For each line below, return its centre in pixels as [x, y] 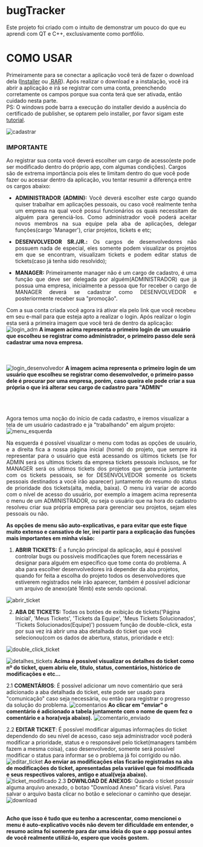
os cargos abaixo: [28, 186]
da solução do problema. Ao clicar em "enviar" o [87, 705]
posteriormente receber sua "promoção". [66, 299]
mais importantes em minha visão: [50, 538]
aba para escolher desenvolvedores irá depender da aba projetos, [97, 569]
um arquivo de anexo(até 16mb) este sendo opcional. [81, 589]
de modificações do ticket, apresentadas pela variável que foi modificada [100, 768]
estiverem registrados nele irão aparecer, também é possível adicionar [103, 582]
